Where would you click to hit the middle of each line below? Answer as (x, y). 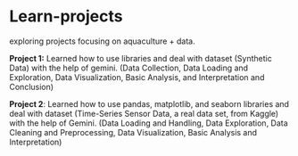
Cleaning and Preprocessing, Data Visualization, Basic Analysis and (133, 132)
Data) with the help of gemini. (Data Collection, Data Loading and (128, 68)
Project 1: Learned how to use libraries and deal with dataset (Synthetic (141, 58)
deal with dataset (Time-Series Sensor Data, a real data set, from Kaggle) (144, 113)
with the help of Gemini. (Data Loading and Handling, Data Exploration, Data (149, 123)
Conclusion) (32, 86)
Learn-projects (66, 16)
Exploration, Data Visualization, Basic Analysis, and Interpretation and (137, 77)
